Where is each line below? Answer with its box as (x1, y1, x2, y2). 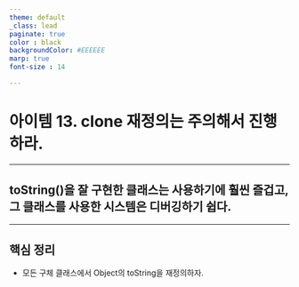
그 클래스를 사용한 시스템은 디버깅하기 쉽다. (9, 199, 231, 214)
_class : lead (9, 21, 58, 30)
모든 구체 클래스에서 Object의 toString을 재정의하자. (21, 267, 205, 278)
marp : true (9, 54, 50, 63)
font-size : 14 (9, 63, 66, 72)
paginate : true (9, 29, 66, 38)
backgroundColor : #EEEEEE (9, 46, 105, 55)
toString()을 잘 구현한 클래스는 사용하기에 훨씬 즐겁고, (9, 183, 289, 198)
